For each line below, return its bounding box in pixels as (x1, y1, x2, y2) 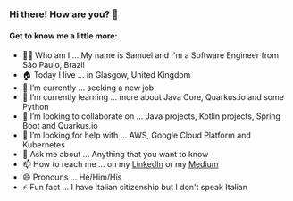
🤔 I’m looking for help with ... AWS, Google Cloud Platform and (21, 130, 252, 141)
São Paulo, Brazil (21, 60, 85, 71)
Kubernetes (21, 139, 65, 150)
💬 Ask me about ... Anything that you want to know (21, 149, 209, 160)
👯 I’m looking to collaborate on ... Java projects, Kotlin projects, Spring (21, 111, 281, 121)
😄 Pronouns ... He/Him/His (21, 172, 122, 182)
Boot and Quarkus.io (21, 121, 98, 131)
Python (21, 102, 49, 113)
